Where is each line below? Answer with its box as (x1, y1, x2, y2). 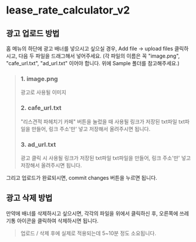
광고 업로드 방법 (6, 28, 60, 38)
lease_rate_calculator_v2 (6, 4, 130, 17)
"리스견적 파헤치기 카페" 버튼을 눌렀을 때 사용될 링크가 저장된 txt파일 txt (20, 118, 185, 125)
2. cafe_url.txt (20, 104, 62, 112)
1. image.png (20, 75, 58, 83)
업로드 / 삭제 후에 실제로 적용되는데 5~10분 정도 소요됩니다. (20, 230, 157, 237)
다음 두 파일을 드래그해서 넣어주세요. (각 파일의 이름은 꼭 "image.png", (18, 52, 180, 59)
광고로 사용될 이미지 (20, 89, 66, 96)
